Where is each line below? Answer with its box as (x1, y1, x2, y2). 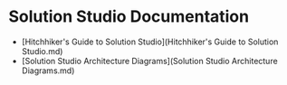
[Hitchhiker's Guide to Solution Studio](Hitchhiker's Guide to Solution (21, 36, 279, 47)
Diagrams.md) (21, 65, 75, 76)
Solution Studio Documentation (8, 6, 250, 27)
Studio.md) (21, 45, 63, 56)
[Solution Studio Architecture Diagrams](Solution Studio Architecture (21, 55, 278, 66)
